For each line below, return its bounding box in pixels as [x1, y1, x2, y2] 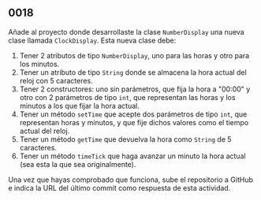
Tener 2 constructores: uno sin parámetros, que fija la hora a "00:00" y [19, 84, 251, 94]
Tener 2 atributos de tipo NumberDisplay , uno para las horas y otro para [19, 50, 250, 60]
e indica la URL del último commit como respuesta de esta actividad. [8, 183, 231, 192]
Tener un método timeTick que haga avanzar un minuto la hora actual [19, 151, 246, 161]
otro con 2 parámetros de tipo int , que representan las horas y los [19, 92, 236, 102]
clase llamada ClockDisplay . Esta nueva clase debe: [8, 35, 177, 45]
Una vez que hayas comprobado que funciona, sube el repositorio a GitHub [8, 175, 254, 184]
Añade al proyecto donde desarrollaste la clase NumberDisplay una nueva [8, 27, 244, 36]
